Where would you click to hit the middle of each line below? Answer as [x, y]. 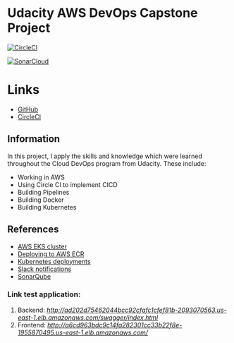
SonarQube [34, 276]
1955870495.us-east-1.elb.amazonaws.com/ [83, 332]
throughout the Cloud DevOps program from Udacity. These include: [107, 163]
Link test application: [44, 294]
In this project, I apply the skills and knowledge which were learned [105, 156]
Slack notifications [44, 269]
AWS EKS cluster [42, 246]
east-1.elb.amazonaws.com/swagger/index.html [88, 317]
